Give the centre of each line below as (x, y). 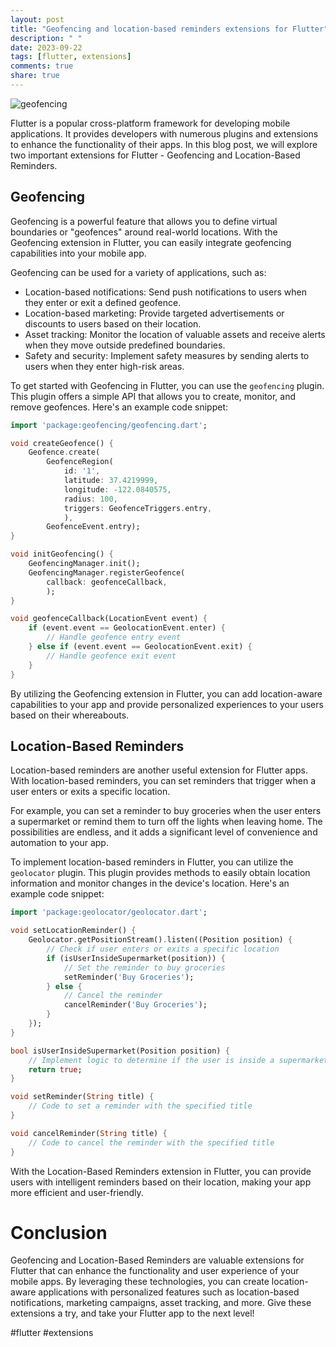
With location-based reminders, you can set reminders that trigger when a (163, 781)
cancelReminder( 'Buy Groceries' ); (135, 1005)
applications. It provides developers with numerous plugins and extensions (164, 133)
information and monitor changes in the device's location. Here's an (150, 883)
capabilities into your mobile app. (78, 253)
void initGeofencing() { (62, 554)
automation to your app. (59, 843)
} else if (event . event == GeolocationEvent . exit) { (140, 647)
